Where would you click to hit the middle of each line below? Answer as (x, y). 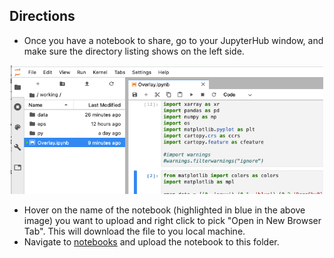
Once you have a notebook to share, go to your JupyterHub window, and (173, 40)
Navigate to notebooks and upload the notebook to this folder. (151, 241)
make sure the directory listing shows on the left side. (134, 51)
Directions (42, 16)
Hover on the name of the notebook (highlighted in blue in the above (164, 210)
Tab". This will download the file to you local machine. (134, 231)
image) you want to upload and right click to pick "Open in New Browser (172, 220)
